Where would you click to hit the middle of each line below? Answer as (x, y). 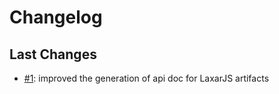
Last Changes (53, 54)
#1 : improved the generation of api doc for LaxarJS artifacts (146, 78)
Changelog (56, 17)
